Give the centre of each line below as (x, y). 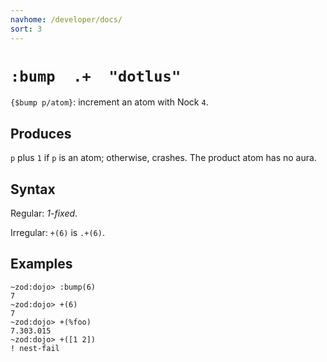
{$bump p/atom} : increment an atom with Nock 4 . (109, 102)
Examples (41, 264)
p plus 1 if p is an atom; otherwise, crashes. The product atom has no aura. (163, 158)
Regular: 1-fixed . (44, 213)
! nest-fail (35, 348)
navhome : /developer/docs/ (66, 19)
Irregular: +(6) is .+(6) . (57, 233)
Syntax (33, 189)
